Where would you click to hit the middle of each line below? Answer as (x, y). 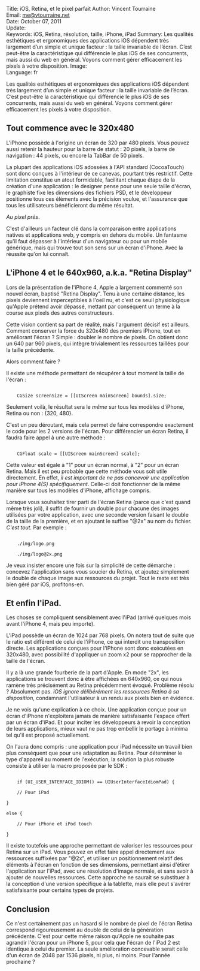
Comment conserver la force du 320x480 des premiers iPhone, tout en (93, 331)
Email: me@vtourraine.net (38, 15)
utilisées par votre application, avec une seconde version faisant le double (98, 514)
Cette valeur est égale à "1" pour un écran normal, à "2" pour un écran (93, 465)
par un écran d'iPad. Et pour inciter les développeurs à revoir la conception (99, 722)
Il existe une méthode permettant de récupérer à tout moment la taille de (95, 373)
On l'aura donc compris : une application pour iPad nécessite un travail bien (99, 747)
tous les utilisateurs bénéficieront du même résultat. (70, 205)
